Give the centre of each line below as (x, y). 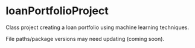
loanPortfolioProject (57, 11)
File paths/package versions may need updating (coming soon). (85, 39)
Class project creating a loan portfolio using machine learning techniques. (97, 27)
